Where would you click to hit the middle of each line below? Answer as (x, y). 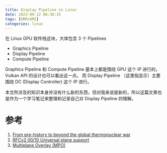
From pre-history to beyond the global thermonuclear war (71, 135)
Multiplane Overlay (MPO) (39, 146)
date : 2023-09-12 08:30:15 (33, 14)
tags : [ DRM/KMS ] (22, 19)
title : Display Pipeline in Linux (41, 10)
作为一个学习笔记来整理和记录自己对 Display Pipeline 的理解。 (73, 99)
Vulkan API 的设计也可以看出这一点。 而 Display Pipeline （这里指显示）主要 (83, 76)
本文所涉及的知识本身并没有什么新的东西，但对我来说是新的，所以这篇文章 (81, 92)
